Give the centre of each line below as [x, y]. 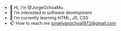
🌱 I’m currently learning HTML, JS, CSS [49, 18]
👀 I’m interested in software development [51, 13]
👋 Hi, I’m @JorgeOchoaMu [36, 8]
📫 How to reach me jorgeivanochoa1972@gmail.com [63, 23]
